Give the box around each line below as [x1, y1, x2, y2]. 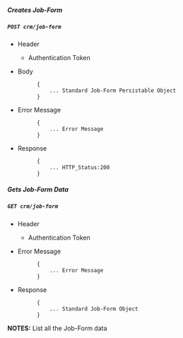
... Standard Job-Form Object [49, 305, 138, 313]
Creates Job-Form [7, 6, 63, 14]
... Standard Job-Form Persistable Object [49, 87, 177, 95]
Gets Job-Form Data [7, 185, 69, 194]
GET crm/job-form [7, 203, 59, 210]
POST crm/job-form [7, 23, 61, 30]
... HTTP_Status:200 [49, 164, 110, 171]
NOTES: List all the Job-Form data [7, 324, 107, 332]
